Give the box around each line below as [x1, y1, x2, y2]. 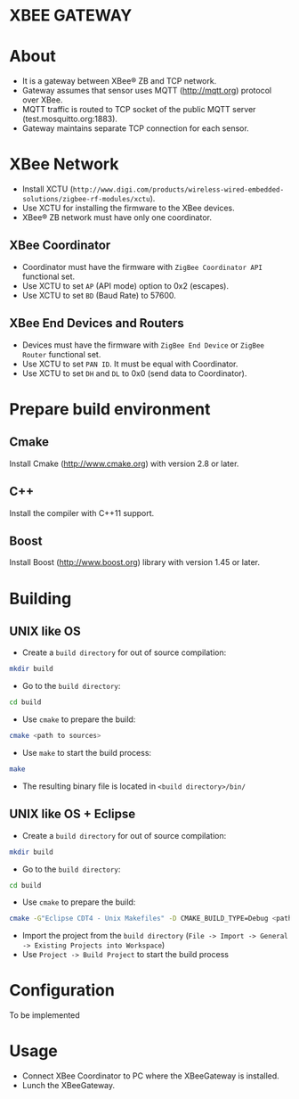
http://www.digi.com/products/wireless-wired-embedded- [72, 185, 285, 194]
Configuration [9, 980, 116, 1001]
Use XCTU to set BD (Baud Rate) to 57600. [21, 290, 176, 300]
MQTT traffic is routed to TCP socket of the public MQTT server [21, 104, 256, 115]
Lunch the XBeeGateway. [21, 1080, 116, 1091]
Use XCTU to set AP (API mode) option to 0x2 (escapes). [21, 280, 230, 291]
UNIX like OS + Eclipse [9, 807, 136, 822]
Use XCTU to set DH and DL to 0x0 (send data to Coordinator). [21, 367, 247, 379]
